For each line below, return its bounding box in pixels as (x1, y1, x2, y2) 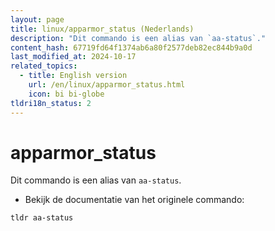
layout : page (10, 14, 65, 25)
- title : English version (19, 71, 128, 81)
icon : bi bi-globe (28, 89, 105, 99)
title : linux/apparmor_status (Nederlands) (10, 24, 195, 34)
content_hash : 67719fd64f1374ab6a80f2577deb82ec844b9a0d (10, 42, 253, 53)
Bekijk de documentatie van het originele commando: (24, 194, 245, 206)
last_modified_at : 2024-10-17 (10, 52, 137, 62)
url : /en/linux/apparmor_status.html (28, 80, 186, 90)
